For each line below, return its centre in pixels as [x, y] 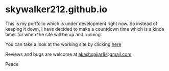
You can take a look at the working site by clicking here [63, 44]
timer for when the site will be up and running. [54, 34]
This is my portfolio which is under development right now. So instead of [81, 23]
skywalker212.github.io [56, 9]
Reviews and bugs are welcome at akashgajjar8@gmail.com [68, 54]
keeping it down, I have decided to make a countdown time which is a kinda [85, 29]
